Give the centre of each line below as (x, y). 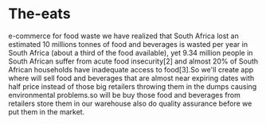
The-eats (39, 14)
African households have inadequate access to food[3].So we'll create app (131, 69)
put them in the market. (47, 111)
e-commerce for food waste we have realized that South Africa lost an (123, 36)
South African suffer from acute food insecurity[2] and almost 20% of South (133, 61)
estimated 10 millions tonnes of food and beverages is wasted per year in (128, 44)
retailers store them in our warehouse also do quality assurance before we (130, 103)
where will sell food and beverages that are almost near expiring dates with (131, 78)
